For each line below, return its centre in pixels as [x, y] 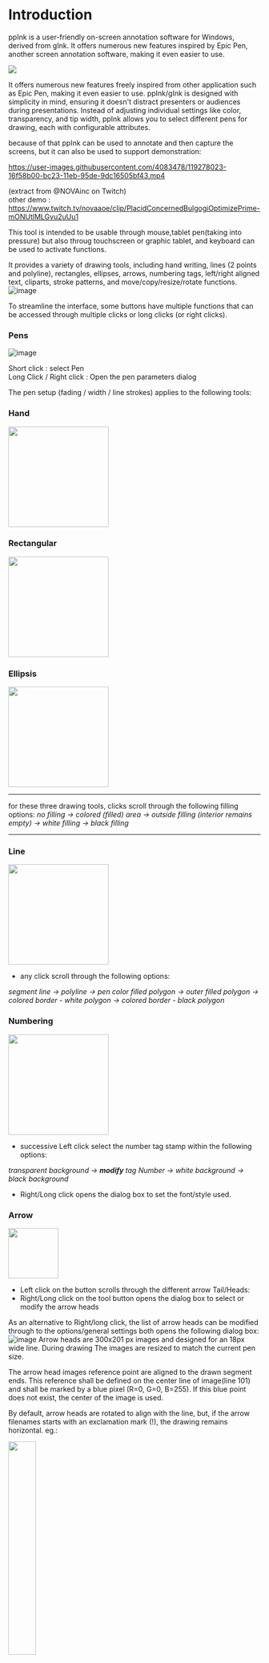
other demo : [29, 199]
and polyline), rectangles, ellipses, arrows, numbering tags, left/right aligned [134, 273]
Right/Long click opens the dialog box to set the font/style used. [126, 1194]
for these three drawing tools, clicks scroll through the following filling [123, 806]
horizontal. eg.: [33, 1430]
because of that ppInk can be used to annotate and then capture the [121, 143]
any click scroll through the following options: [95, 976]
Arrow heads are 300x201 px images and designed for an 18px [142, 1339]
